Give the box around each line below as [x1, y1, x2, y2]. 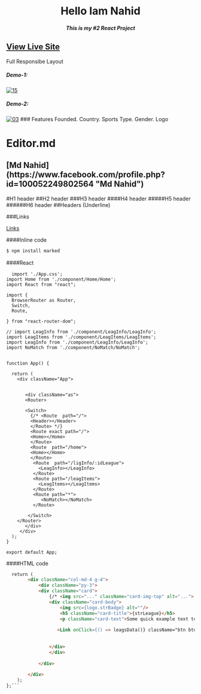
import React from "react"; [6, 281, 77, 287]
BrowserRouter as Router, [11, 297, 77, 304]
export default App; [6, 549, 58, 555]
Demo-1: [6, 71, 28, 79]
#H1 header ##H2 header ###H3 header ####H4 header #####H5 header [6, 195, 191, 202]
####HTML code [6, 560, 49, 567]
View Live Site [6, 42, 60, 52]
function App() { [6, 360, 50, 366]
